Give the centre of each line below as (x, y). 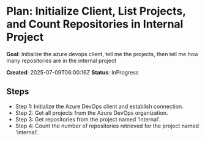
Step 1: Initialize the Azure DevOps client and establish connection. (99, 106)
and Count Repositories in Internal (95, 24)
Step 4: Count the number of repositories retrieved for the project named (107, 126)
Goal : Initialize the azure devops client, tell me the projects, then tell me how (102, 54)
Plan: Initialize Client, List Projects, (96, 11)
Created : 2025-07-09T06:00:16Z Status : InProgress (73, 72)
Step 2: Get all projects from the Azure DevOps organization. (91, 113)
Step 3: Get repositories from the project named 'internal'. (88, 119)
